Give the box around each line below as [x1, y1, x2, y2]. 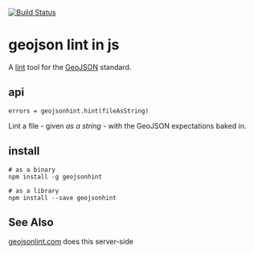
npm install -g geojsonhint [8, 173, 103, 181]
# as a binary [8, 166, 56, 174]
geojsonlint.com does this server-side [8, 237, 134, 247]
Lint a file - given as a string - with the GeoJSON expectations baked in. [8, 121, 247, 130]
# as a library [8, 186, 59, 195]
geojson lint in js [8, 36, 120, 54]
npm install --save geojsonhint [8, 194, 117, 202]
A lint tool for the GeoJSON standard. [8, 62, 132, 72]
